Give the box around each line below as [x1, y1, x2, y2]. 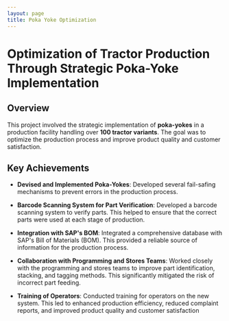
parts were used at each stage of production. [16, 215, 145, 224]
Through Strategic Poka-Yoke [7, 60, 179, 76]
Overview [7, 102, 50, 114]
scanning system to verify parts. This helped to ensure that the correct [16, 209, 217, 217]
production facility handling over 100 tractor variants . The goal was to [7, 128, 206, 136]
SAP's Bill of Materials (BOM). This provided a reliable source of [16, 236, 197, 244]
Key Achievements [7, 162, 90, 174]
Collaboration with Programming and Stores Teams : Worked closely [16, 257, 213, 265]
